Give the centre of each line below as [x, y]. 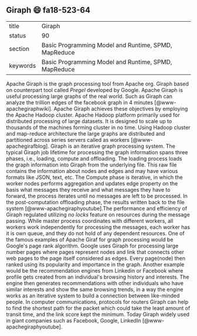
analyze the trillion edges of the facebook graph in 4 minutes [80, 102]
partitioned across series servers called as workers [68, 140]
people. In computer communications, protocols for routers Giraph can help [97, 301]
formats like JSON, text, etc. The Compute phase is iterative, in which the [94, 177]
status [18, 35]
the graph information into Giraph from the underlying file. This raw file [91, 165]
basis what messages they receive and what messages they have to [88, 189]
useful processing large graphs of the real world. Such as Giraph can [89, 96]
